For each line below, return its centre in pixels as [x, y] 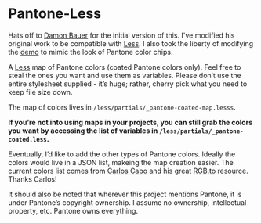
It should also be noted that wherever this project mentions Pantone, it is [125, 194]
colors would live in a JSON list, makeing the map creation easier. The [121, 162]
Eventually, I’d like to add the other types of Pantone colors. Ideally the [122, 154]
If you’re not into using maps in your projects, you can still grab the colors [130, 122]
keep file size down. [40, 92]
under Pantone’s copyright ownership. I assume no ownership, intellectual [127, 202]
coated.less [27, 139]
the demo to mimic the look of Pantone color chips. [91, 52]
